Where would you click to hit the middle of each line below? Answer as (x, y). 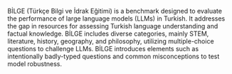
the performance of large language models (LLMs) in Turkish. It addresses (116, 18)
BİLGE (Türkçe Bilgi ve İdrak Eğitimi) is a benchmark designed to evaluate (115, 11)
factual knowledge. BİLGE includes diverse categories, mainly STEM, (108, 33)
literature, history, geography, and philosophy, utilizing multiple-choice (111, 41)
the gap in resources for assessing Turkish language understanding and (113, 26)
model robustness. (35, 64)
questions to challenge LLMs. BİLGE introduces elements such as (103, 49)
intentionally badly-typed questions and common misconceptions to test (114, 56)
